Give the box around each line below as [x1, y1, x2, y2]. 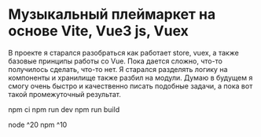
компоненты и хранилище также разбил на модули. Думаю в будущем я [8, 73, 253, 82]
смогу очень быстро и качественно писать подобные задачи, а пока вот [8, 81, 253, 91]
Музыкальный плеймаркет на [8, 5, 216, 23]
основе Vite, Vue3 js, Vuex [8, 22, 189, 40]
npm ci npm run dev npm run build [8, 104, 120, 114]
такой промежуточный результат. [8, 89, 122, 99]
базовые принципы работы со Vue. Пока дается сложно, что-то [8, 56, 222, 66]
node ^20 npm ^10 [8, 120, 68, 129]
